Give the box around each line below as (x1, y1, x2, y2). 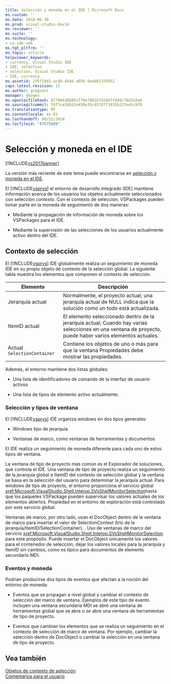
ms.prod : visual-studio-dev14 (5, 21, 70, 27)
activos (12, 382, 28, 388)
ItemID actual (8, 322, 40, 330)
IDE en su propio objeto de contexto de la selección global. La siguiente (5, 266, 156, 272)
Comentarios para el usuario (5, 673, 65, 679)
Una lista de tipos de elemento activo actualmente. (12, 391, 119, 398)
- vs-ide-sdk (5, 41, 33, 46)
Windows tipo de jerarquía (12, 425, 68, 432)
